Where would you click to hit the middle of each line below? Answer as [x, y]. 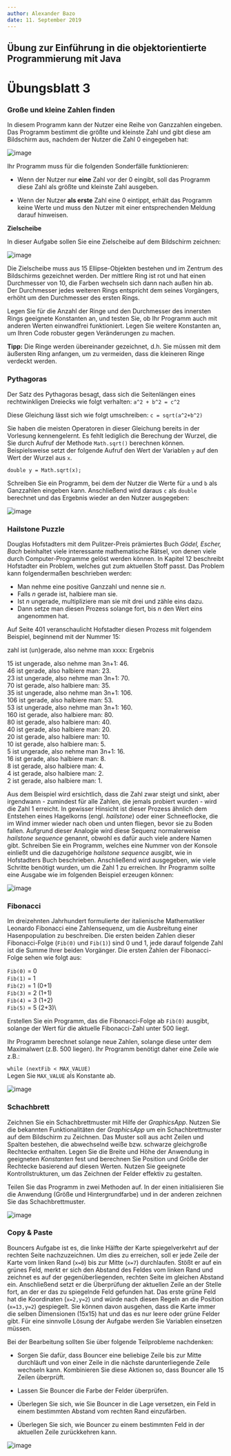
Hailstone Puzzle [36, 529]
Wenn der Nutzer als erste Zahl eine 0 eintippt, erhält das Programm [114, 200]
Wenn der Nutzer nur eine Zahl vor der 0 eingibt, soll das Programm [113, 179]
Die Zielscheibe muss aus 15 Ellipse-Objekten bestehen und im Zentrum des [115, 268]
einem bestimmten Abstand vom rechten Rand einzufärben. [102, 1411]
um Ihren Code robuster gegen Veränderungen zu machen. [91, 333]
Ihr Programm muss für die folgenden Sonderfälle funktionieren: [98, 166]
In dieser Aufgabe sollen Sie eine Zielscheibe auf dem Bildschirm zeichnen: [114, 242]
